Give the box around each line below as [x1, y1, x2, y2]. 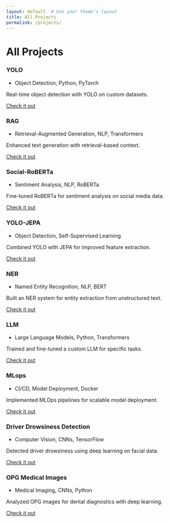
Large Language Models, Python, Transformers [14, 334, 130, 341]
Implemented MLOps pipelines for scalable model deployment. [6, 396, 158, 404]
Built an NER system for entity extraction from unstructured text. [6, 295, 162, 302]
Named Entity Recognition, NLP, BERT [14, 283, 107, 290]
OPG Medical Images [6, 473, 67, 481]
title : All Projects [6, 14, 57, 20]
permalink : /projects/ [6, 19, 62, 25]
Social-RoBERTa [6, 168, 54, 176]
